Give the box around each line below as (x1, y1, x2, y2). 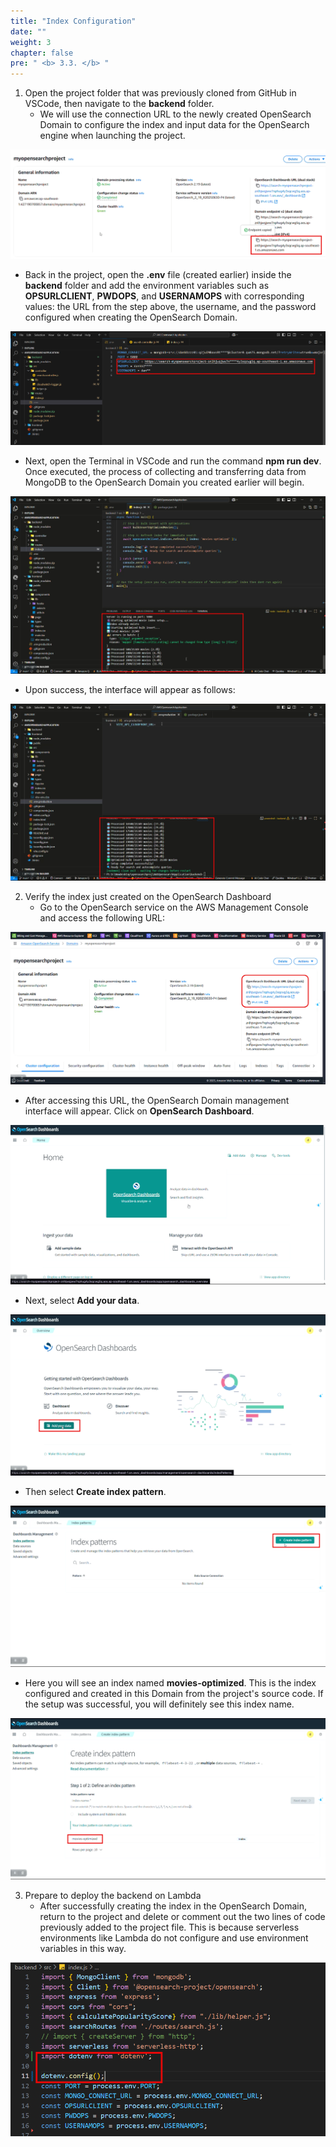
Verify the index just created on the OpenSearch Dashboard (24, 891, 272, 903)
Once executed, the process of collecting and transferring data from (24, 466, 307, 478)
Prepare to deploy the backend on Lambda (24, 1890, 202, 1902)
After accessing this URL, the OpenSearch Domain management (24, 1094, 290, 1106)
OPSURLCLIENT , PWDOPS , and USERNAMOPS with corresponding (24, 290, 305, 302)
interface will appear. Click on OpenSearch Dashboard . (24, 1105, 255, 1117)
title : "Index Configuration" (10, 16, 137, 26)
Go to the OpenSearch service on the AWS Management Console (39, 901, 309, 914)
